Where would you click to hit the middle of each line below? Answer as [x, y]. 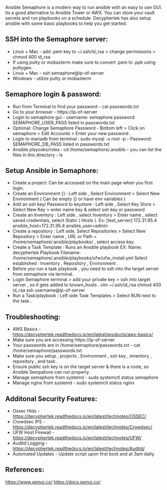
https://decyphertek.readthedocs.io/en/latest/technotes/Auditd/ [78, 449]
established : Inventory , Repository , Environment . [65, 263]
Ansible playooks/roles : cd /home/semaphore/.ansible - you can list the [87, 149]
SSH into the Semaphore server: [57, 39]
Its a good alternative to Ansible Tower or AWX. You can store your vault [80, 13]
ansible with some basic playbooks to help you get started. [66, 23]
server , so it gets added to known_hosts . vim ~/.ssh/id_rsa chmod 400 [87, 285]
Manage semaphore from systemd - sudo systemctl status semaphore [85, 377]
